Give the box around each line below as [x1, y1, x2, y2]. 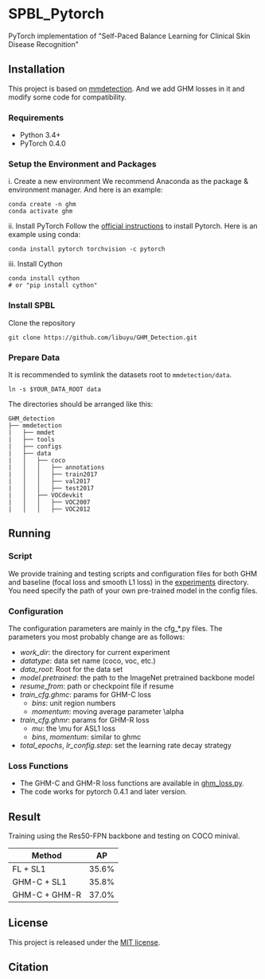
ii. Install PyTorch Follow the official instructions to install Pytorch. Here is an [8, 221, 258, 231]
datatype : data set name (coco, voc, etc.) [19, 656, 157, 665]
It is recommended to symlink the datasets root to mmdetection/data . [8, 369, 232, 379]
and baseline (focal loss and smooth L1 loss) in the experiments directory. [8, 577, 249, 587]
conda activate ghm [8, 208, 73, 216]
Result [8, 809, 41, 824]
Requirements [8, 112, 64, 123]
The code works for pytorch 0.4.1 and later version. [19, 787, 187, 797]
